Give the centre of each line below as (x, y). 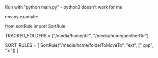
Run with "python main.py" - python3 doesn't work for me (64, 7)
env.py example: (22, 16)
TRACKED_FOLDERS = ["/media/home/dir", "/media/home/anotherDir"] (77, 36)
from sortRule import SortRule (35, 26)
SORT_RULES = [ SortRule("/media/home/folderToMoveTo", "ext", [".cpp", (79, 45)
